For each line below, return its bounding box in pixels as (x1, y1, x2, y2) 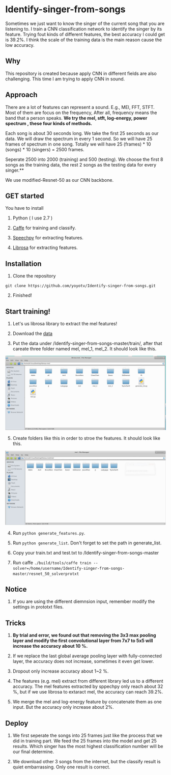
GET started (5, 191, 44, 200)
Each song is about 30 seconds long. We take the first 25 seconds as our (5, 130, 159, 136)
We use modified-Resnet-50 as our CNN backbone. (5, 177, 113, 183)
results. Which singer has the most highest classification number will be (12, 743, 163, 750)
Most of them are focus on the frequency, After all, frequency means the (5, 109, 157, 116)
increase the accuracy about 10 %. (12, 643, 88, 649)
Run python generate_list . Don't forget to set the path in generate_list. (12, 540, 162, 546)
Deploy (5, 719, 28, 728)
